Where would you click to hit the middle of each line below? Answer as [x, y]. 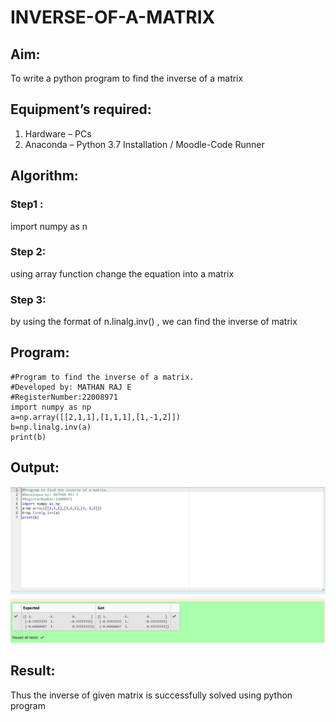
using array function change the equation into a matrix [122, 273]
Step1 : [27, 204]
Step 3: [28, 299]
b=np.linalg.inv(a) [51, 427]
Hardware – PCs [58, 133]
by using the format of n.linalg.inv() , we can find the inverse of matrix [154, 322]
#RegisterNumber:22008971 [64, 397]
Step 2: [28, 252]
